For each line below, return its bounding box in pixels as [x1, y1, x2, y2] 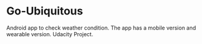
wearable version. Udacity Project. [6, 30, 94, 37]
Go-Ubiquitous [6, 4, 83, 18]
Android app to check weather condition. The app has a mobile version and [6, 24, 196, 31]
